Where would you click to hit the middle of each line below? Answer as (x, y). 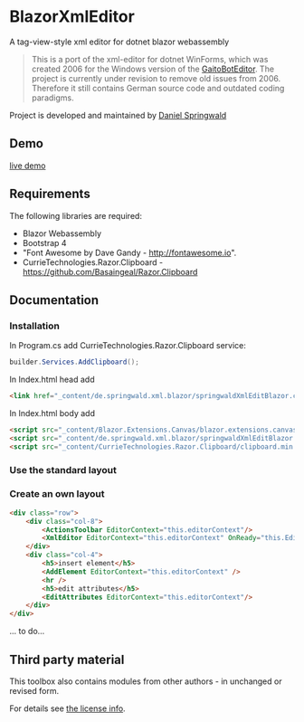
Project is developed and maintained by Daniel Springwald (118, 115)
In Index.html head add (52, 380)
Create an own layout (57, 494)
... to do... (27, 632)
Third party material (67, 659)
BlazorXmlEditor (72, 17)
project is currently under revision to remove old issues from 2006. (156, 78)
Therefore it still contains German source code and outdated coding (158, 88)
